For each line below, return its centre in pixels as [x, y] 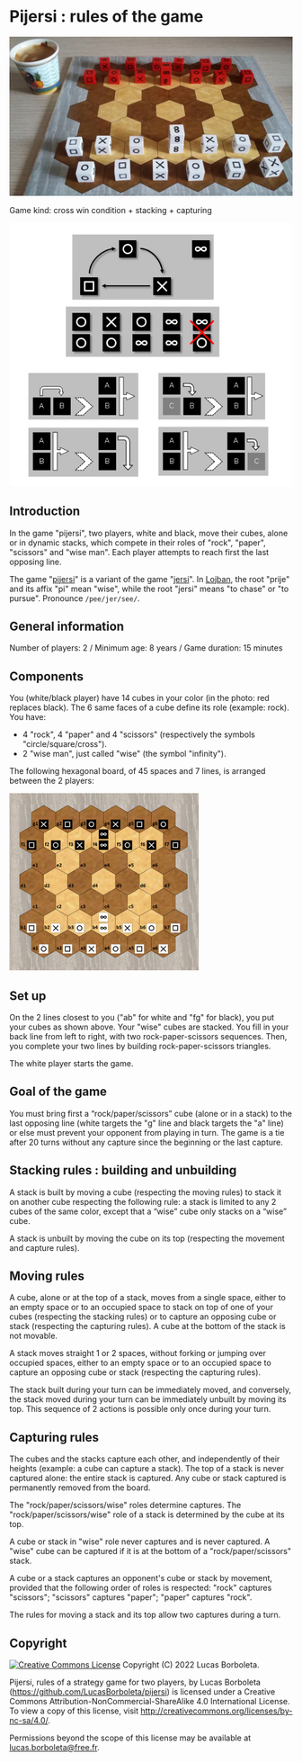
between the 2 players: [52, 781]
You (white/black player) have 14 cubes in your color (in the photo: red [139, 698]
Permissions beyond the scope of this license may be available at [130, 1738]
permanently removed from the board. [80, 1488]
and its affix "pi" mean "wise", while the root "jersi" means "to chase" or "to [149, 589]
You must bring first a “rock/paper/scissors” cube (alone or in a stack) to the [151, 1113]
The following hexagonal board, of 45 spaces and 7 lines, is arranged [138, 771]
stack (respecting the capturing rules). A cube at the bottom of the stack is [147, 1326]
